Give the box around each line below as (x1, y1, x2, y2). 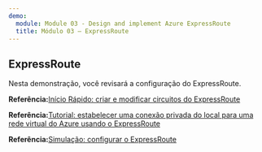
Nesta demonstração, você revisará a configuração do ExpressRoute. (8, 79, 242, 89)
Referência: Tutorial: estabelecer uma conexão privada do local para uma (8, 111, 254, 120)
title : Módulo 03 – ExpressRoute (15, 27, 129, 35)
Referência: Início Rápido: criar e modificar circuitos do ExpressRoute (8, 94, 241, 104)
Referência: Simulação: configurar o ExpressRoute (8, 135, 177, 145)
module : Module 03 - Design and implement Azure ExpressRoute (15, 20, 231, 28)
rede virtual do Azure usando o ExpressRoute (8, 119, 161, 128)
